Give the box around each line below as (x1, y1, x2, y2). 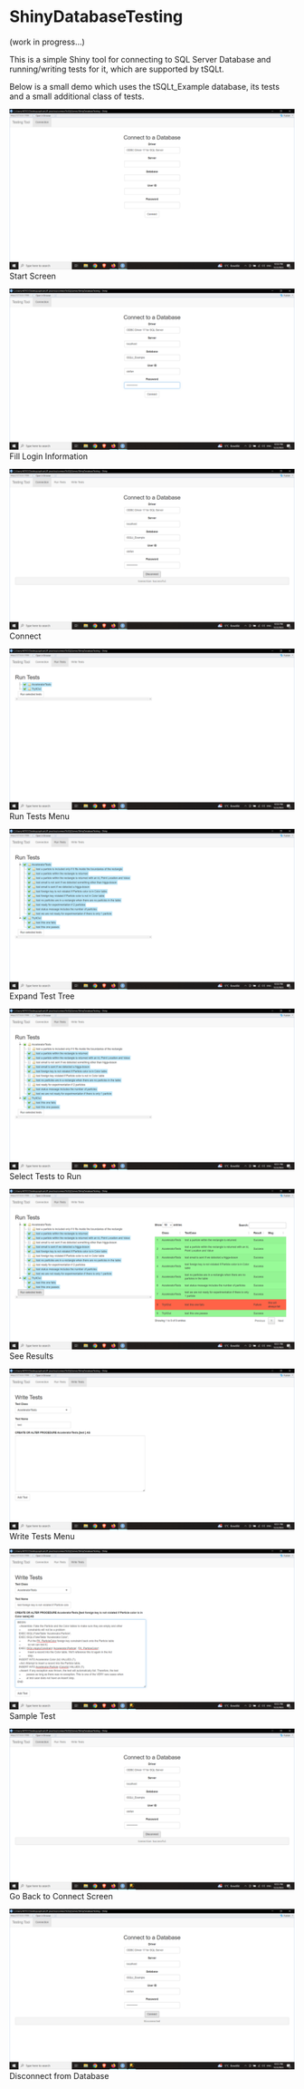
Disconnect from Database (9, 2071, 109, 2082)
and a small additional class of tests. (9, 91, 145, 102)
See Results (9, 1351, 54, 1362)
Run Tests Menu (9, 810, 71, 822)
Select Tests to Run (9, 1170, 81, 1181)
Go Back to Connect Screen (9, 1890, 113, 1901)
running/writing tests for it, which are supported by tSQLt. (9, 63, 224, 74)
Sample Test (9, 1711, 56, 1722)
